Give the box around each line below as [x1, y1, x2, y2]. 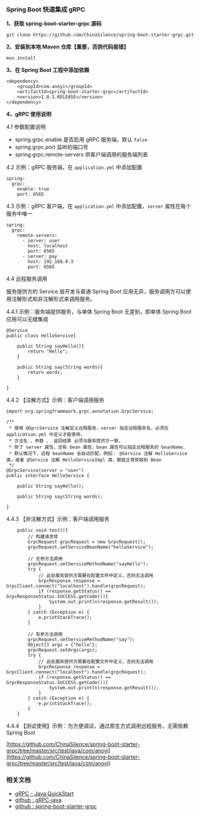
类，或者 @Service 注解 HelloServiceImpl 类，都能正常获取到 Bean [6, 457, 162, 463]
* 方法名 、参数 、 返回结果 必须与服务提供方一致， [8, 438, 123, 444]
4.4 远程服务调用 [6, 275, 48, 283]
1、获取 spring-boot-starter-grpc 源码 [6, 20, 102, 28]
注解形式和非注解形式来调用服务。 [11, 295, 96, 303]
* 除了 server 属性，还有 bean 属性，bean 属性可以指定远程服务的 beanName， [8, 444, 187, 450]
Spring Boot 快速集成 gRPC [6, 5, 86, 13]
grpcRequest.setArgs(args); [28, 647, 98, 653]
